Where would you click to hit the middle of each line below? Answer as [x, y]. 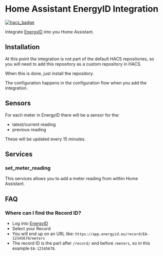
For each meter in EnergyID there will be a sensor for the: [63, 115]
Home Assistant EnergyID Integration [82, 9]
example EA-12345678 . [34, 248]
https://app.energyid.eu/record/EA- [112, 234]
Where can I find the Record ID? [43, 213]
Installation [22, 47]
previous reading [29, 129]
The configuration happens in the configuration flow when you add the [76, 83]
